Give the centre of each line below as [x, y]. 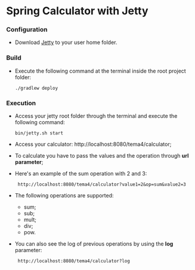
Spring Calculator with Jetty [77, 11]
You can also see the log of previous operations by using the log [94, 244]
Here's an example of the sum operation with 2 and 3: [81, 174]
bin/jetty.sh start [39, 133]
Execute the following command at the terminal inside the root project [100, 71]
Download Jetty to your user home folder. [66, 42]
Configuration [27, 30]
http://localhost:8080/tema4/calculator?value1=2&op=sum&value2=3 [102, 185]
